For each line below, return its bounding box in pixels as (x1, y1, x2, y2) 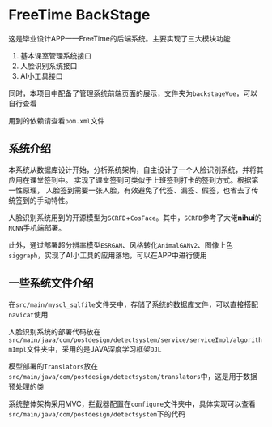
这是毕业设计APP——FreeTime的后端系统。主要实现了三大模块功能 (8, 33, 231, 43)
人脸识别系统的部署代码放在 (8, 326, 101, 336)
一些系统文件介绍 (8, 276, 94, 290)
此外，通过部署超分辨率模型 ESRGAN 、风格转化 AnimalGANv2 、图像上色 (8, 239, 233, 249)
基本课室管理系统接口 (19, 50, 91, 60)
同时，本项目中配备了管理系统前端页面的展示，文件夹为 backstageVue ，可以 (8, 88, 257, 98)
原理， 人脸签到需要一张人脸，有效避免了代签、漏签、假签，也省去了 (22, 185, 252, 195)
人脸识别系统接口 (19, 61, 78, 71)
